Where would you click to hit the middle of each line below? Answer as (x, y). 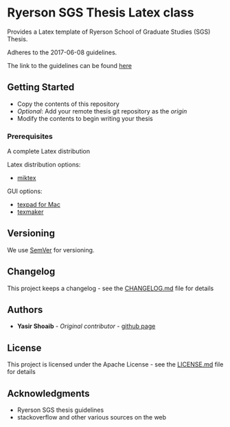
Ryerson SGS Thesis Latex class (101, 13)
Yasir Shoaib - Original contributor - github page (86, 326)
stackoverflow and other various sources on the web (92, 417)
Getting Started (41, 87)
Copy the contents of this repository (68, 104)
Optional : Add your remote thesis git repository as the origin (102, 111)
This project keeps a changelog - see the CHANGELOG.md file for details (111, 288)
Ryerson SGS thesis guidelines (60, 410)
